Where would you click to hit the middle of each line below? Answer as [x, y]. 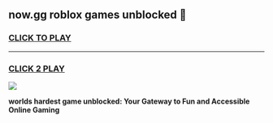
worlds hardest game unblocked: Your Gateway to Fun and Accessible [129, 101]
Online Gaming [34, 109]
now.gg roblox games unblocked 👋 [97, 15]
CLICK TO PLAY [40, 38]
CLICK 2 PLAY [37, 68]
